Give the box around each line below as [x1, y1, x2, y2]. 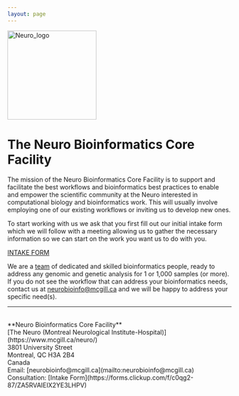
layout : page [7, 10, 46, 18]
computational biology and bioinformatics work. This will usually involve [7, 197, 218, 207]
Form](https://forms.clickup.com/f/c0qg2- [70, 373, 194, 382]
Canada [7, 358, 31, 367]
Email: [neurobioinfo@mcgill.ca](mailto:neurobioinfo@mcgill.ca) [7, 365, 194, 374]
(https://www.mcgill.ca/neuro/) [7, 335, 98, 344]
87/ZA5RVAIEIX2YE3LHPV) [7, 380, 87, 389]
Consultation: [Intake [7, 373, 69, 382]
